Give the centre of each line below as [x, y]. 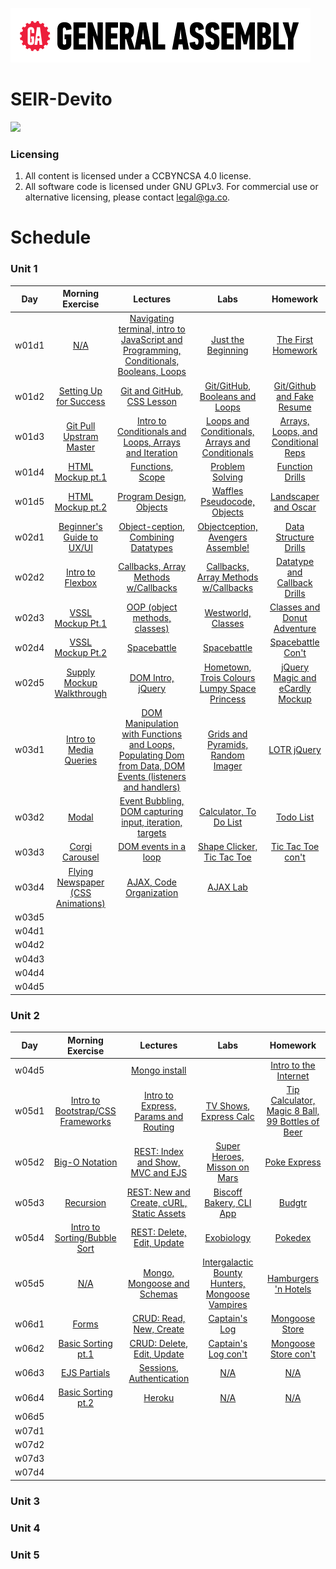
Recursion [85, 1202]
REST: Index [158, 1151]
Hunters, [227, 1284]
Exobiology [228, 1237]
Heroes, [228, 1157]
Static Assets [159, 1213]
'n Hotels [293, 1289]
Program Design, [152, 496]
